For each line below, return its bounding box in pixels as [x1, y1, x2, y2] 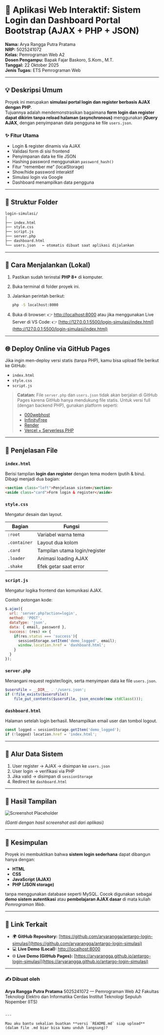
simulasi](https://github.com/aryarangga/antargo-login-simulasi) [12, 941, 143, 947]
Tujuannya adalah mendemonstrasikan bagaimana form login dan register [5, 109, 155, 115]
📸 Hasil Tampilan [5, 798, 57, 806]
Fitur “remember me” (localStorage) [12, 164, 84, 170]
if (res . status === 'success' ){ [14, 634, 78, 639]
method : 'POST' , [9, 616, 42, 621]
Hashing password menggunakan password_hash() [12, 159, 114, 165]
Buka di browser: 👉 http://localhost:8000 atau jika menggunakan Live [12, 311, 154, 317]
